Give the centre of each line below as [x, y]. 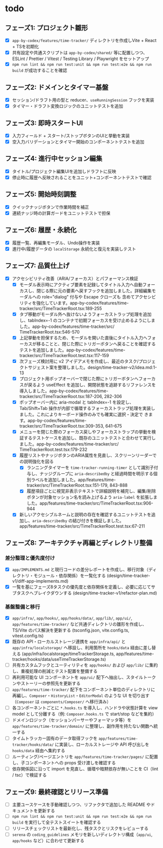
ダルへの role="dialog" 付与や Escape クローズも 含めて [79, 297]
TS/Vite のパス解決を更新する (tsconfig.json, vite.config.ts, [71, 630]
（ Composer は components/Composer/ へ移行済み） [62, 701]
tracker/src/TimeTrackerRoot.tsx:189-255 [61, 308]
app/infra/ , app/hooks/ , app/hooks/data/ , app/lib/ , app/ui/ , [72, 618]
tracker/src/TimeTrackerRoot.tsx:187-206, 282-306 [71, 397]
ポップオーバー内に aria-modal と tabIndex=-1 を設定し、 [76, 402]
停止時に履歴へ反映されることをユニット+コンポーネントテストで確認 [82, 177]
